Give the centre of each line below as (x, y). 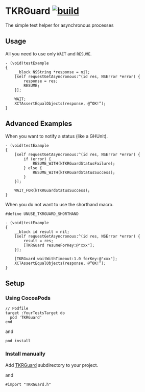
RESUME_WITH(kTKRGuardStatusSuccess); (74, 172)
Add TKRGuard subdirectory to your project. (52, 365)
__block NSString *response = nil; (52, 72)
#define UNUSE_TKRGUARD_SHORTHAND (42, 214)
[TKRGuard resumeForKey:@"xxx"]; (59, 245)
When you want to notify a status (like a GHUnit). (57, 136)
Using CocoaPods (28, 298)
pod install (18, 341)
